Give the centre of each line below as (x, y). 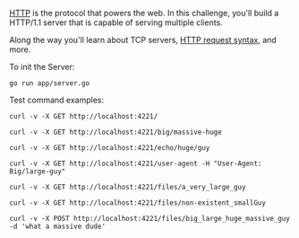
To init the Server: (42, 67)
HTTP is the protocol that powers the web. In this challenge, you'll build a (144, 13)
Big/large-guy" (38, 172)
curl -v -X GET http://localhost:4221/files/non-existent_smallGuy (138, 203)
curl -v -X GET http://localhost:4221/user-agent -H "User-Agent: (136, 163)
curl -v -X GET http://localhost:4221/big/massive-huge (115, 132)
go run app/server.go (50, 84)
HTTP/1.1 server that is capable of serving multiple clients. (116, 22)
